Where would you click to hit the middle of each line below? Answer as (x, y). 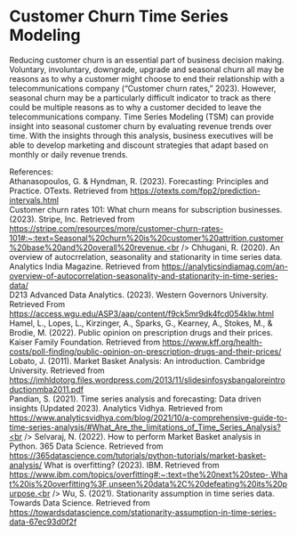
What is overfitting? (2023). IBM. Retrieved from (132, 465)
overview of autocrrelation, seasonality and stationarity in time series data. (146, 256)
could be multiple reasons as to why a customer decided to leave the (136, 107)
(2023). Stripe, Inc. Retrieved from (72, 219)
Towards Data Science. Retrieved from (80, 503)
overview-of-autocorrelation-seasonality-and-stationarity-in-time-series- (144, 276)
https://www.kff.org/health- (213, 342)
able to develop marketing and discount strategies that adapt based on (139, 145)
